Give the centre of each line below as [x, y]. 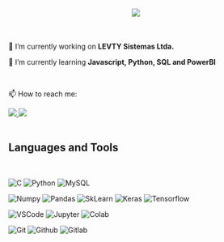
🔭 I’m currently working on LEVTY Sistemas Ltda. [91, 46]
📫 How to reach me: [43, 94]
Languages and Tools [63, 148]
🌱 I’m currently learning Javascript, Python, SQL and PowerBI [112, 62]
